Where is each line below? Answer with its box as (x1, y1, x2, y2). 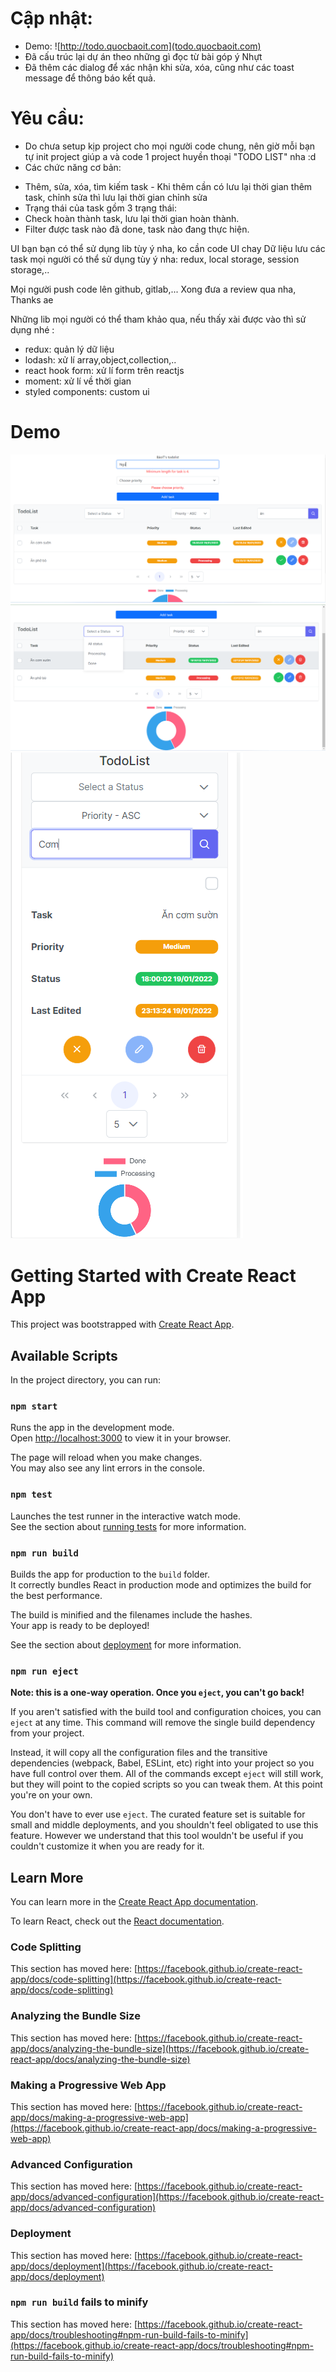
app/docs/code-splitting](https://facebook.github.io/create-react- (10, 1973, 282, 1986)
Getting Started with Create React (10, 1264, 297, 1287)
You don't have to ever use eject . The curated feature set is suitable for (10, 1808, 306, 1821)
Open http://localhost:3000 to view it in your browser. (10, 1432, 232, 1444)
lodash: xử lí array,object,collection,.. (24, 353, 177, 366)
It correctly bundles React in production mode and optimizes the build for (10, 1578, 312, 1591)
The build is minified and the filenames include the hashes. (10, 1608, 253, 1621)
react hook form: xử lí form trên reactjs (24, 364, 185, 376)
